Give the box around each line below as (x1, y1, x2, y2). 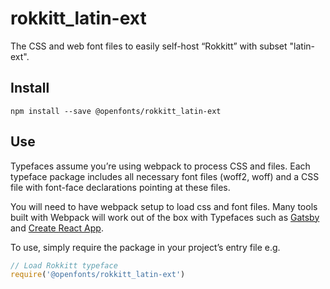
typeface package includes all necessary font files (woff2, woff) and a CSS (10, 170, 320, 182)
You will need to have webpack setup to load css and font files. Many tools (10, 200, 318, 212)
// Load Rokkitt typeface (10, 260, 118, 271)
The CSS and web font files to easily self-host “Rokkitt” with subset (10, 40, 288, 52)
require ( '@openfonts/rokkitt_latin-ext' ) (10, 270, 186, 280)
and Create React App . (10, 222, 104, 234)
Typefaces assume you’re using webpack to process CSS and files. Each (10, 160, 311, 172)
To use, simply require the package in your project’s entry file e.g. (10, 241, 281, 253)
